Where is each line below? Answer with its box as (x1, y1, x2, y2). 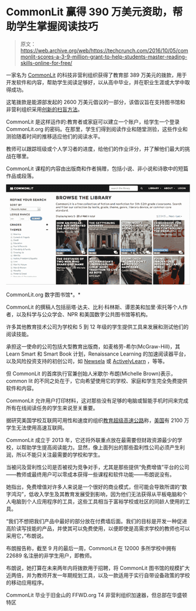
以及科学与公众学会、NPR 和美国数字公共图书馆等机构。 (16, 310, 151, 317)
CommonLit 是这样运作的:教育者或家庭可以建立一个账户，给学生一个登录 (6, 118, 180, 125)
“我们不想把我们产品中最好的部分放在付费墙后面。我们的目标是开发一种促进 (6, 517, 188, 524)
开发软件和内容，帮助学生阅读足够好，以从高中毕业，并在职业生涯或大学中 (6, 78, 185, 85)
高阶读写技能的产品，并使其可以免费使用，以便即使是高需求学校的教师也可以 (6, 524, 190, 532)
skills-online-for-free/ (20, 59, 73, 66)
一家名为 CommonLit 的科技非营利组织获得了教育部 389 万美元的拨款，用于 (6, 71, 187, 78)
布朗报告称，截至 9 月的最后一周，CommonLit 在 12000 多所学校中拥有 (6, 544, 177, 551)
